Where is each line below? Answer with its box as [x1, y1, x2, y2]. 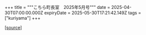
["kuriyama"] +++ [4, 15, 41, 21]
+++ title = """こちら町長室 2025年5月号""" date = [4, 4, 110, 10]
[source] [4, 25, 22, 31]
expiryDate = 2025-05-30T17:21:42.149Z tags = [44, 10, 142, 16]
